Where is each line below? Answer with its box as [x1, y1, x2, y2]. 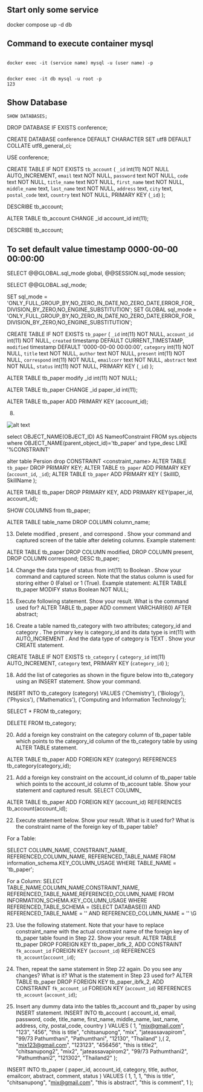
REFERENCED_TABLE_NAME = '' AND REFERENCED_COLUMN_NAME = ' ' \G [7, 910, 197, 917]
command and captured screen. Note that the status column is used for [15, 573, 194, 581]
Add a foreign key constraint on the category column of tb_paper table [15, 731, 192, 738]
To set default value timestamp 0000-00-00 [7, 244, 178, 254]
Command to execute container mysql [7, 39, 153, 49]
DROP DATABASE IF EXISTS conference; [7, 124, 108, 131]
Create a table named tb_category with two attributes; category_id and [15, 622, 192, 630]
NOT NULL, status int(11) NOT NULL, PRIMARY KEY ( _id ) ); [7, 363, 154, 370]
